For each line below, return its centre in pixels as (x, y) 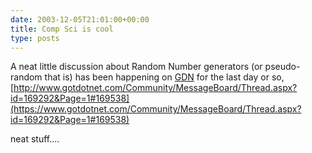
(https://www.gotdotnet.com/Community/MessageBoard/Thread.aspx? (156, 109)
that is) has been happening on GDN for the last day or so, (164, 77)
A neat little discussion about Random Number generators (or (136, 67)
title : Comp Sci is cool (62, 29)
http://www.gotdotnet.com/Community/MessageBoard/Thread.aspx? (155, 88)
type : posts (35, 38)
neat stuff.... (35, 139)
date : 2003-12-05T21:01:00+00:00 (80, 19)
